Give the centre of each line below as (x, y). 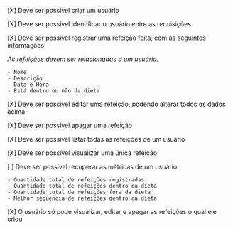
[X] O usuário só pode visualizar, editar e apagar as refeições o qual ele (112, 212)
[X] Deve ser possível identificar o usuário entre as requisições (99, 24)
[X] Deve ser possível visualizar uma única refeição (82, 153)
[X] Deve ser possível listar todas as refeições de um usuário (96, 139)
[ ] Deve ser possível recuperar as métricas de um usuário (92, 167)
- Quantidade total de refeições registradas (76, 180)
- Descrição (25, 78)
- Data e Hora (28, 85)
